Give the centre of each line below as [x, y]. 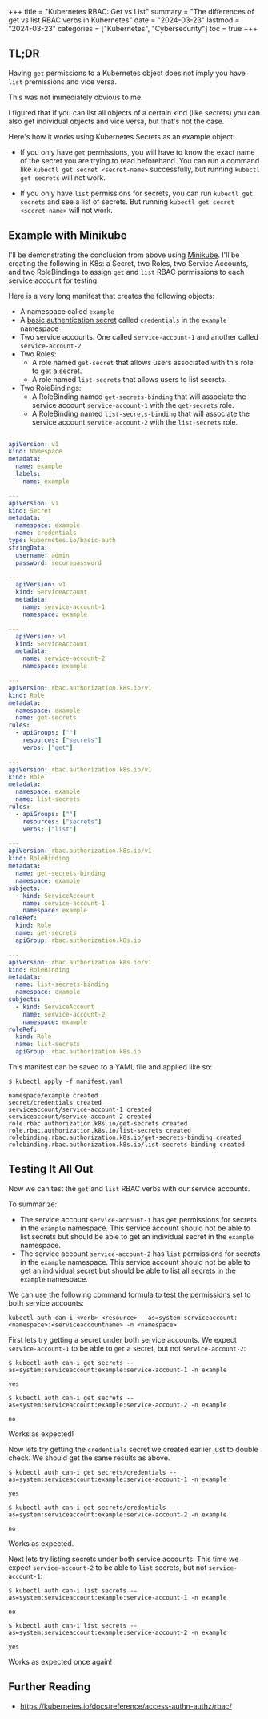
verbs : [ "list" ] [50, 829]
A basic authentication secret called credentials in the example [123, 320]
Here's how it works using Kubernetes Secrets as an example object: [122, 136]
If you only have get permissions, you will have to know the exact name [137, 152]
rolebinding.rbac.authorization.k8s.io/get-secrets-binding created [125, 1137]
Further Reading [50, 1687]
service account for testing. [54, 280]
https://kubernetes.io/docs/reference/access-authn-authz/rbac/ [126, 1706]
